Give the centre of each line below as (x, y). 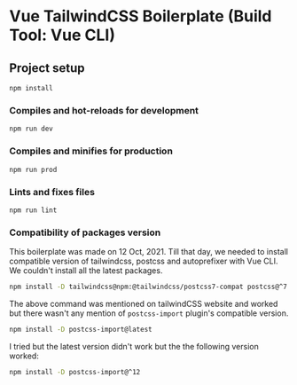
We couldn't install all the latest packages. (86, 271)
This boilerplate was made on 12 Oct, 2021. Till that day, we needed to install (148, 252)
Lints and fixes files (52, 192)
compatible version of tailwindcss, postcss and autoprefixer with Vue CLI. (144, 261)
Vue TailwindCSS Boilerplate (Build (141, 16)
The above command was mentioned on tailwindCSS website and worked (144, 304)
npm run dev (31, 129)
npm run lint (33, 210)
